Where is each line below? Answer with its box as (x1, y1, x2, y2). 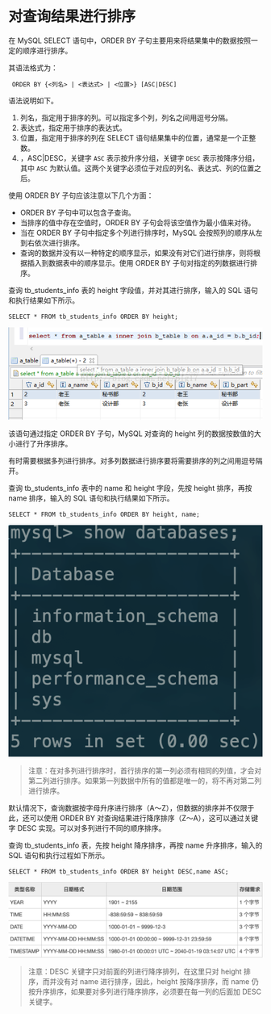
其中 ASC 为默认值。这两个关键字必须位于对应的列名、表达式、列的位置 (19, 163, 255, 173)
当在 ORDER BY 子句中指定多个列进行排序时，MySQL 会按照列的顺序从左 (19, 228, 263, 237)
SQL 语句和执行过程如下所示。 (8, 851, 110, 861)
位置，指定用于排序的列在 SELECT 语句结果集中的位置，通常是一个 (19, 132, 242, 142)
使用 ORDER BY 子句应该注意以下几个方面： (8, 191, 154, 200)
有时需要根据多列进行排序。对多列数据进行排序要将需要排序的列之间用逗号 (8, 456, 256, 466)
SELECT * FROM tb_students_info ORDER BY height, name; (8, 510, 200, 519)
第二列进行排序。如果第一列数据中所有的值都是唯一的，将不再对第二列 (27, 776, 262, 786)
